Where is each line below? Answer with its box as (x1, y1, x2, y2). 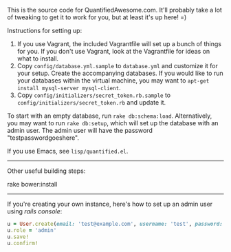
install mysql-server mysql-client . (16, 84, 122, 92)
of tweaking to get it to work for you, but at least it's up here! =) (7, 13, 187, 21)
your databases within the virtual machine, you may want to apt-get (16, 76, 210, 85)
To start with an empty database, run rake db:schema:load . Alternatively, (7, 112, 212, 120)
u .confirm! (7, 240, 38, 246)
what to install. (16, 54, 59, 63)
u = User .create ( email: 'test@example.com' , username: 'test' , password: (7, 220, 223, 227)
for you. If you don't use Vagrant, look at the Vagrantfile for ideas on (16, 48, 210, 55)
